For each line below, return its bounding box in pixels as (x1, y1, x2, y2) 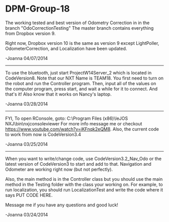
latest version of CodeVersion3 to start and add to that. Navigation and (5, 161, 152, 167)
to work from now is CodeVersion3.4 (5, 131, 81, 137)
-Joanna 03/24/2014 (5, 211, 48, 217)
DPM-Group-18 (5, 3, 70, 15)
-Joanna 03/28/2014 (5, 101, 48, 107)
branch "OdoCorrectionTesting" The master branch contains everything (5, 25, 154, 31)
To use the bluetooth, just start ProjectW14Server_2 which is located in (5, 69, 152, 76)
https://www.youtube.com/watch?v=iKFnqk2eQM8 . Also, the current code (5, 126, 159, 132)
